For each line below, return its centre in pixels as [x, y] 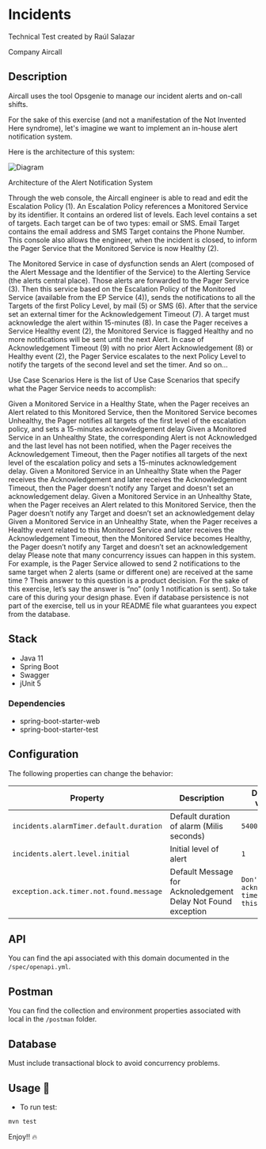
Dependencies [37, 704]
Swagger [34, 675]
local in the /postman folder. [53, 1019]
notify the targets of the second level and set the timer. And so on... [118, 364]
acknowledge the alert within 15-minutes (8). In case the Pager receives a [128, 322]
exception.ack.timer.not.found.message [87, 891]
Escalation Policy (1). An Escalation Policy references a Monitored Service [128, 206]
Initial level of [194, 849]
